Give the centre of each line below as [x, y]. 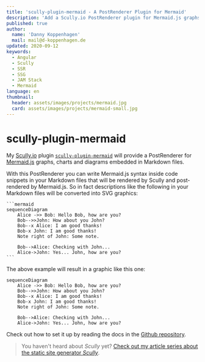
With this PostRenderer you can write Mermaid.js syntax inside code [92, 174]
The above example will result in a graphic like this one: [76, 269]
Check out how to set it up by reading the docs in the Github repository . [96, 335]
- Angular [24, 57]
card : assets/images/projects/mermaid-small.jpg [75, 108]
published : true [27, 23]
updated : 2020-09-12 [33, 46]
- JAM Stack [27, 80]
